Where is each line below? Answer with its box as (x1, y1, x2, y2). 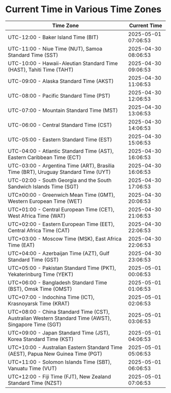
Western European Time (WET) (8, 197, 82, 204)
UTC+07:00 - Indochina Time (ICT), (8, 293, 95, 300)
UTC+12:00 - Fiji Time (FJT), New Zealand (8, 373, 111, 380)
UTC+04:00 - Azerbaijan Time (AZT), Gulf (8, 250, 109, 257)
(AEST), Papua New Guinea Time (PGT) (8, 350, 103, 357)
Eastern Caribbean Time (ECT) (8, 154, 81, 161)
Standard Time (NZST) (8, 379, 62, 386)
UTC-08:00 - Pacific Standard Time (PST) (8, 92, 110, 99)
